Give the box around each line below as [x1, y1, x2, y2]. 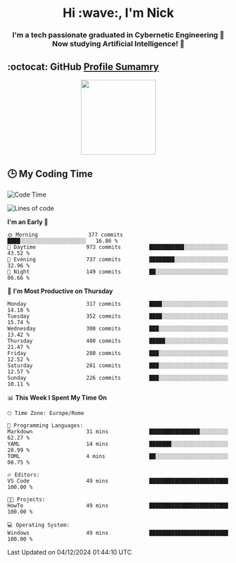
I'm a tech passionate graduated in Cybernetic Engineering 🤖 [12, 30, 225, 40]
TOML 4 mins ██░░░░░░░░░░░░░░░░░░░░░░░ [7, 452, 229, 459]
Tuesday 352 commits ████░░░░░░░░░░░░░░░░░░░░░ [7, 312, 229, 320]
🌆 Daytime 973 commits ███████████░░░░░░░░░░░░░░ [7, 243, 229, 251]
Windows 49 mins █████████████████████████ [7, 529, 229, 536]
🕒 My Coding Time [7, 168, 93, 180]
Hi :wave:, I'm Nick [62, 5, 175, 21]
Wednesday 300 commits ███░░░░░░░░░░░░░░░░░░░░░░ [7, 325, 229, 332]
